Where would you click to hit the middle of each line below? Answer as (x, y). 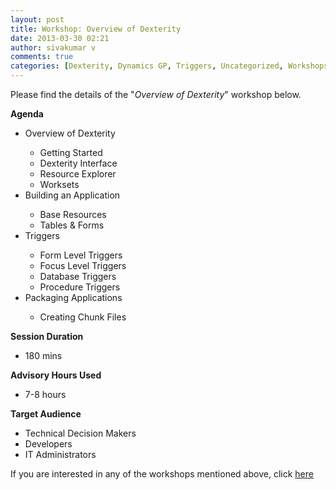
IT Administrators (60, 454)
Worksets (59, 184)
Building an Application (72, 195)
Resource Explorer (78, 174)
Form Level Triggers (81, 255)
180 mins (43, 355)
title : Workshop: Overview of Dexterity (96, 29)
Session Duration (47, 336)
